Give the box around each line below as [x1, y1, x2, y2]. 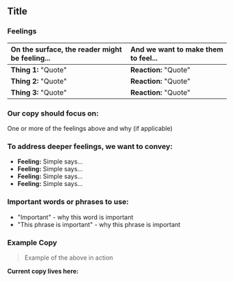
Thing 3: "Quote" [10, 87, 68, 97]
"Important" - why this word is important [17, 212, 134, 221]
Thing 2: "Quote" [10, 76, 68, 86]
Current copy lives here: [7, 267, 79, 275]
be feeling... [10, 53, 51, 63]
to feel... [130, 53, 158, 63]
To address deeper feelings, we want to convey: [7, 141, 173, 151]
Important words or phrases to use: [7, 197, 130, 207]
